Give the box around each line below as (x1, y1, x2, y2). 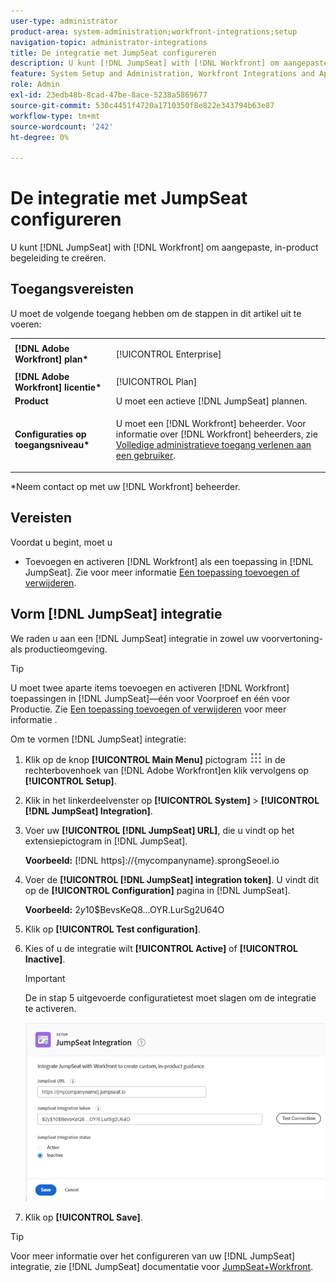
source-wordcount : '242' (10, 121, 114, 132)
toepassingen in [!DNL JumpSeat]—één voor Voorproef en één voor (10, 692, 291, 704)
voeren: (10, 318, 42, 330)
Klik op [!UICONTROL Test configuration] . (24, 923, 201, 935)
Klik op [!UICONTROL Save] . (24, 1211, 143, 1224)
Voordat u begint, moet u (10, 536, 113, 548)
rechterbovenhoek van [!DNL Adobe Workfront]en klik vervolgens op (24, 764, 309, 776)
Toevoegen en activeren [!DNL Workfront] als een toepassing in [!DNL (24, 555, 314, 567)
